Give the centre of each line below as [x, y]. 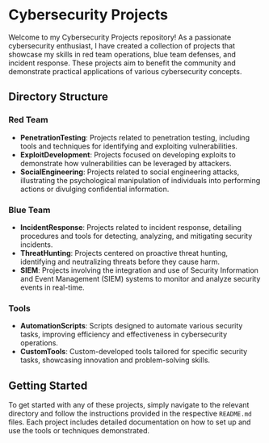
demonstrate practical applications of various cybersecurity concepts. [125, 71]
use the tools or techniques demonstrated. [79, 431]
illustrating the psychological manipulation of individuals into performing [140, 180]
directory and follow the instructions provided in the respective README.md [130, 414]
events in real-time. [52, 287]
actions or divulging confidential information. [95, 189]
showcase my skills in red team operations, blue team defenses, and [122, 54]
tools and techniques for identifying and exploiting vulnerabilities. [129, 146]
